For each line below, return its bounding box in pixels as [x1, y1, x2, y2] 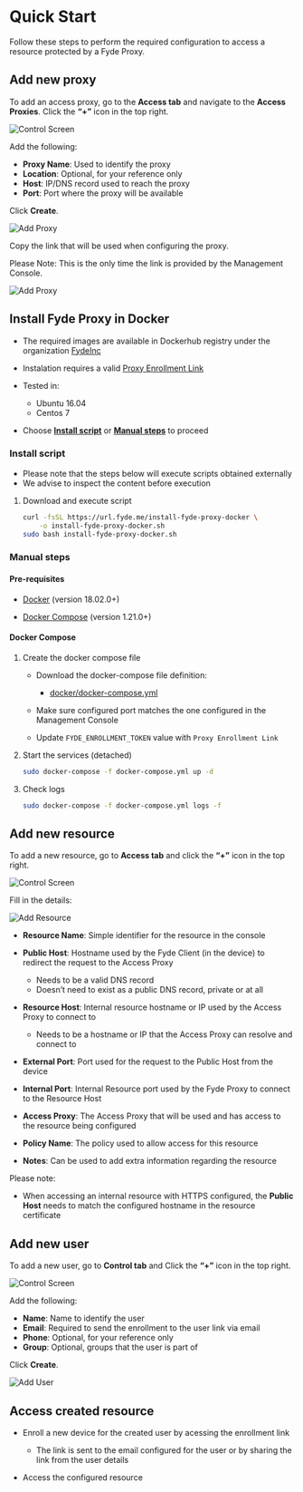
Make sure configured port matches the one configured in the [35, 704, 267, 715]
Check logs [22, 783, 65, 794]
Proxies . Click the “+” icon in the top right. [9, 106, 169, 117]
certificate [22, 1210, 62, 1221]
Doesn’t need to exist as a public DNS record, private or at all [35, 984, 264, 995]
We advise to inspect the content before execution [22, 478, 211, 489]
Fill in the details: [9, 895, 72, 906]
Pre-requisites [9, 574, 65, 584]
